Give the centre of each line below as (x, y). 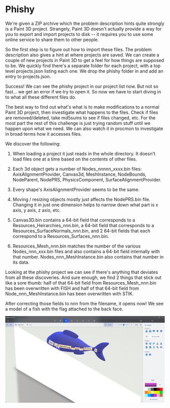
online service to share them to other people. (52, 40)
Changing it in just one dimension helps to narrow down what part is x (85, 205)
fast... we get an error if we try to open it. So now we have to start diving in (83, 91)
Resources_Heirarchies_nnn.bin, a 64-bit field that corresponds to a (83, 225)
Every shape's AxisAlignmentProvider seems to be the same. (76, 190)
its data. (21, 262)
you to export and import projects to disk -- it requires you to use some (79, 34)
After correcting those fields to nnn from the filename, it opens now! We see (84, 303)
